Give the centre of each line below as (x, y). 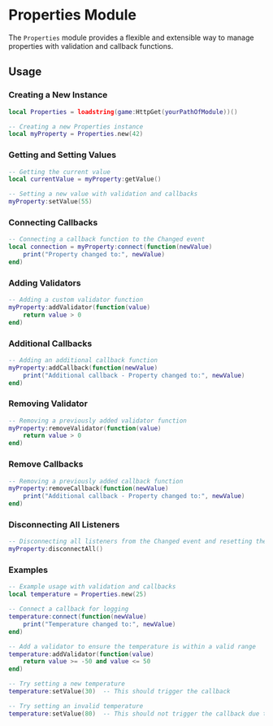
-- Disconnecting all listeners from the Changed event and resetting (130, 542)
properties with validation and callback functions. (91, 46)
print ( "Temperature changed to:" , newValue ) (100, 624)
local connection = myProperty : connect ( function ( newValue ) (110, 247)
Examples (28, 570)
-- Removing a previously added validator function (97, 421)
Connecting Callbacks (53, 222)
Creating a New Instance (58, 95)
